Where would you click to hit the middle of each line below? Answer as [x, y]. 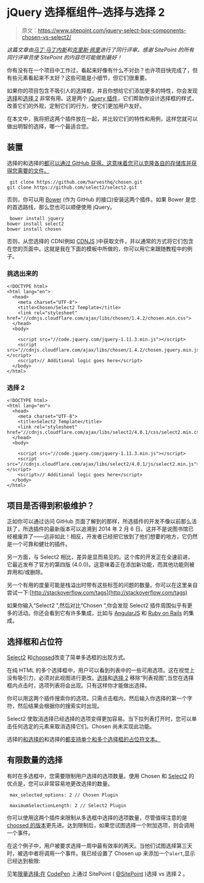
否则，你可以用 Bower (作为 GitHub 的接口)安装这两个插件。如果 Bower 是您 [101, 199]
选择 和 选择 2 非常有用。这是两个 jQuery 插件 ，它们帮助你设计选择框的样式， [102, 98]
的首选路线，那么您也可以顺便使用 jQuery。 [61, 207]
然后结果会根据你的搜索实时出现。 [60, 706]
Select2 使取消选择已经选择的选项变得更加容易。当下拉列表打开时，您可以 [99, 719]
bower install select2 [35, 224]
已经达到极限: [24, 861]
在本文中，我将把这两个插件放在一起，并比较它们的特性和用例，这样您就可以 [102, 118]
